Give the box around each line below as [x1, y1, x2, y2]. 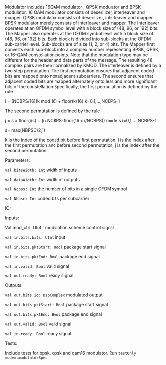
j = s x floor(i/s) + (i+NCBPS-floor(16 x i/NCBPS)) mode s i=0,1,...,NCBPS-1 [5, 118, 157, 123]
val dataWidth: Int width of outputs [5, 177, 80, 182]
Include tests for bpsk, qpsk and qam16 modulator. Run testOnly [5, 350, 136, 356]
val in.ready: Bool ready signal [5, 331, 72, 336]
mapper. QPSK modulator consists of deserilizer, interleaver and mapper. [5, 15, 154, 20]
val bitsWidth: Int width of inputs [5, 167, 77, 173]
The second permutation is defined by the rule [5, 108, 100, 114]
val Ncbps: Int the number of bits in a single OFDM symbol [5, 186, 127, 192]
